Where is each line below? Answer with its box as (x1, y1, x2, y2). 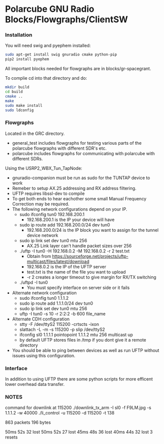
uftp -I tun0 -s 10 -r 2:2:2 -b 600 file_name (19, 311, 106, 317)
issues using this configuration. (12, 352, 76, 358)
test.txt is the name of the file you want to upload (26, 269, 126, 275)
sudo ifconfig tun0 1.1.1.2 (19, 295, 69, 301)
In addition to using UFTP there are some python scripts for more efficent (5, 376, 153, 382)
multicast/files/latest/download (26, 258, 90, 264)
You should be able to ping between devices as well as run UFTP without (12, 347, 160, 353)
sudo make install (5, 103, 43, 108)
